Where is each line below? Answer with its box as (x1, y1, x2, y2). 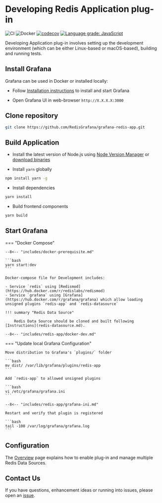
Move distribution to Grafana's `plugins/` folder (5, 350, 112, 355)
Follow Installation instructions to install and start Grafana (12, 88, 130, 94)
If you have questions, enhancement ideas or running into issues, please (5, 487, 153, 493)
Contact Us (5, 474, 41, 482)
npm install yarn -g (5, 176, 48, 181)
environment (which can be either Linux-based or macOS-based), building (5, 45, 157, 51)
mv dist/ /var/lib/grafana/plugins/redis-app (5, 363, 101, 368)
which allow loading (100, 297, 143, 302)
